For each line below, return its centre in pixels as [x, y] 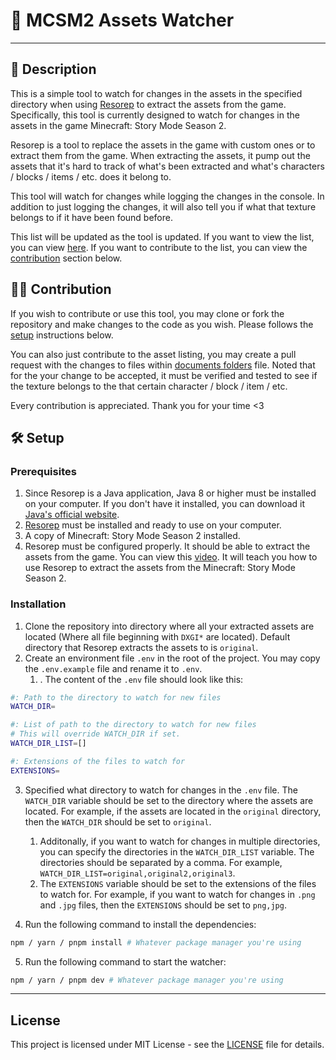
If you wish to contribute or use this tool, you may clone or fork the [147, 313]
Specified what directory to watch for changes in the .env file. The [161, 790]
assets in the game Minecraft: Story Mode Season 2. [118, 125]
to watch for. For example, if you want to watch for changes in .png [177, 894]
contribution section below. [66, 258]
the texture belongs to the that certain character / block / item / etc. [149, 386]
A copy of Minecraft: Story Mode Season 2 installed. [132, 536]
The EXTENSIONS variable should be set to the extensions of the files [178, 883]
